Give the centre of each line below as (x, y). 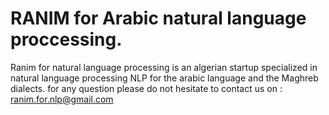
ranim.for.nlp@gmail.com (62, 99)
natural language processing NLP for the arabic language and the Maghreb (164, 78)
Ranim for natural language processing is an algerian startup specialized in (164, 67)
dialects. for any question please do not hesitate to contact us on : (146, 88)
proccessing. (66, 39)
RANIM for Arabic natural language (158, 18)
